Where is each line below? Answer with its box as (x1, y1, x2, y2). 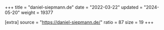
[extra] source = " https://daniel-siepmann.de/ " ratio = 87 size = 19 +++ (5, 19, 154, 25)
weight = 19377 (20, 9, 53, 15)
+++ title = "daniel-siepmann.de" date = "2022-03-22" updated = (5, 4, 143, 10)
